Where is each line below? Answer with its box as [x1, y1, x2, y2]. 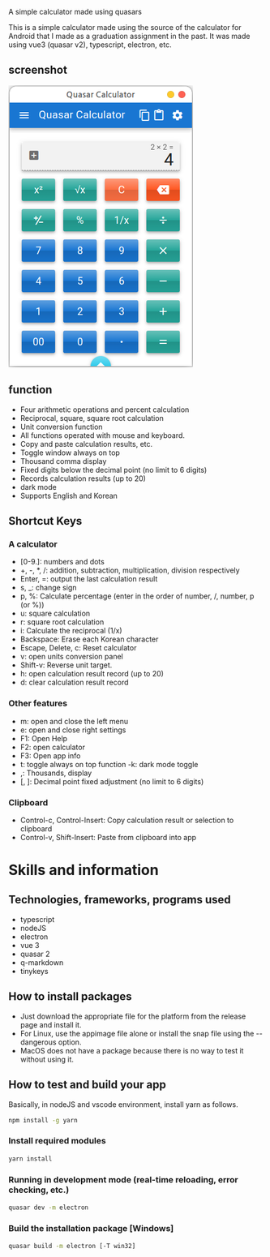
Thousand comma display [19, 456, 107, 465]
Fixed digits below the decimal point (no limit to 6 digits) [19, 465, 208, 474]
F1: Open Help [19, 733, 67, 743]
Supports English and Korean [19, 491, 118, 500]
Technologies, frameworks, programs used [8, 893, 231, 907]
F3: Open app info [19, 750, 81, 761]
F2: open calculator [19, 742, 85, 752]
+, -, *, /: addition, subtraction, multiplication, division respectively [19, 565, 241, 575]
